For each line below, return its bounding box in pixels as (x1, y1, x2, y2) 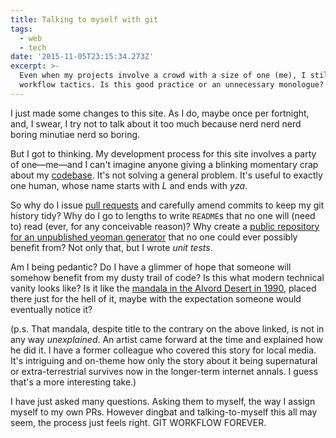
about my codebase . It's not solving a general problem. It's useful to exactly (10, 169, 323, 181)
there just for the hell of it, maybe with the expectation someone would (10, 292, 302, 305)
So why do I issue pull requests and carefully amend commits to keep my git (10, 199, 325, 211)
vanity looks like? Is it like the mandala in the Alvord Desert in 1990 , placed (10, 282, 317, 294)
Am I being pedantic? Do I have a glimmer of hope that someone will (10, 261, 292, 273)
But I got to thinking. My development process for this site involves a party (10, 147, 317, 160)
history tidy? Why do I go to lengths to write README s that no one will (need (10, 209, 316, 221)
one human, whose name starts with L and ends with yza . (10, 179, 248, 191)
